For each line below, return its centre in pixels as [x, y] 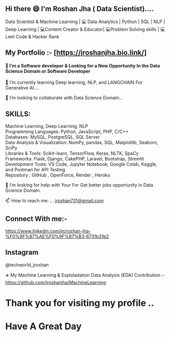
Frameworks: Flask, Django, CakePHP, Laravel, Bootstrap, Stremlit [75, 159]
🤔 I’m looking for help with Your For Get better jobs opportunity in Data [79, 185]
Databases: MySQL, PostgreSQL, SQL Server [53, 137]
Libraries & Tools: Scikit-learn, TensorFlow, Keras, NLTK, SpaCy [72, 153]
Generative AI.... [22, 88]
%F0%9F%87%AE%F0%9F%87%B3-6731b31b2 [57, 237]
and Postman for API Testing [35, 170]
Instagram [22, 252]
